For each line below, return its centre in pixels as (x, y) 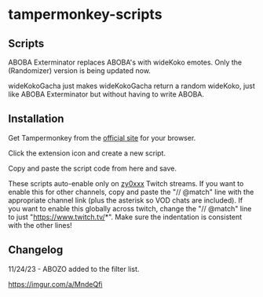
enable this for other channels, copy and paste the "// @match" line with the (131, 192)
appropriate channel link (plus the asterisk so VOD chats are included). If (126, 200)
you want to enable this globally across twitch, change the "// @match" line (130, 208)
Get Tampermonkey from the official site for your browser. (102, 137)
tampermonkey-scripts (85, 15)
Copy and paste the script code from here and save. (93, 168)
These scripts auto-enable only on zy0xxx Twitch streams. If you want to (126, 183)
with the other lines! (40, 225)
